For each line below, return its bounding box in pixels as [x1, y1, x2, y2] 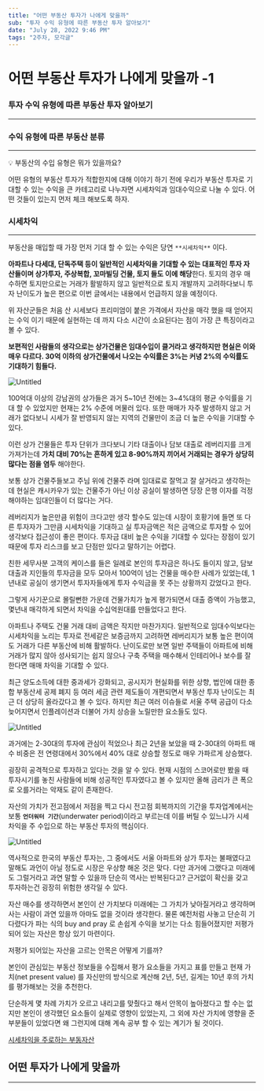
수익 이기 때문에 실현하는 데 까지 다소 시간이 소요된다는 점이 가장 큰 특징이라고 [16, 315, 255, 325]
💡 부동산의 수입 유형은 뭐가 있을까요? [8, 158, 122, 167]
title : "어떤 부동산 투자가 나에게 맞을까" [8, 11, 130, 20]
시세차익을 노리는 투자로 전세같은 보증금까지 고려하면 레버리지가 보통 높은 [8, 631, 233, 641]
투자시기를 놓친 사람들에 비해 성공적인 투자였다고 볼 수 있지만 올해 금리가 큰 [8, 775, 239, 784]
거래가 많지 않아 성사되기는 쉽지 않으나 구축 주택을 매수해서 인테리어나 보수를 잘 [8, 651, 251, 660]
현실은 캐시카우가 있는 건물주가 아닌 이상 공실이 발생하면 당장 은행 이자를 [16, 486, 239, 495]
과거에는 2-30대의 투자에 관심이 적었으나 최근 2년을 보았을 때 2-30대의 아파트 [8, 739, 247, 748]
